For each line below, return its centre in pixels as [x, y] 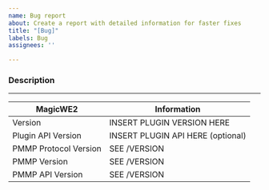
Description [32, 81]
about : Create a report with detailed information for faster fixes [125, 23]
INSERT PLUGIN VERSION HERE [170, 123]
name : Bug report [37, 16]
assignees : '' [32, 46]
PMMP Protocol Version [57, 148]
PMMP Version [40, 162]
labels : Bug [28, 38]
